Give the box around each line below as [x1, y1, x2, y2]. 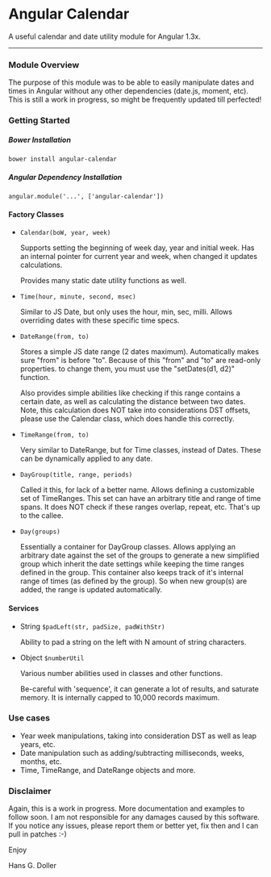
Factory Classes [8, 209, 65, 219]
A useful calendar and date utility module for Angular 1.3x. [8, 31, 202, 41]
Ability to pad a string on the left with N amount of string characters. [19, 637, 247, 646]
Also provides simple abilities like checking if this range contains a [19, 388, 240, 398]
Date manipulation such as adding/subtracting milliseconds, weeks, [19, 748, 244, 758]
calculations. [19, 260, 63, 270]
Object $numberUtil [19, 653, 85, 662]
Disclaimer [8, 785, 52, 796]
